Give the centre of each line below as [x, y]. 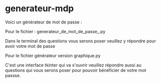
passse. [13, 75]
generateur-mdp [40, 9]
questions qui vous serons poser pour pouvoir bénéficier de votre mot [76, 70]
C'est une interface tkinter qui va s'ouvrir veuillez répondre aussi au [73, 65]
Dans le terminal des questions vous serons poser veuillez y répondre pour [80, 41]
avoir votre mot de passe [30, 46]
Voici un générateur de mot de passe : [44, 22]
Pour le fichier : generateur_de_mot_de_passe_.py [55, 31]
